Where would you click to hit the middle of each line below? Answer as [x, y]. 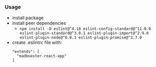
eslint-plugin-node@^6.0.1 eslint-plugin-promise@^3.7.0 [81, 38]
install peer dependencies [39, 23]
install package [28, 18]
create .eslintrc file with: [37, 42]
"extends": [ [26, 52]
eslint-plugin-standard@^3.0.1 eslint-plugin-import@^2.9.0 [84, 33]
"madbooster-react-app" [42, 56]
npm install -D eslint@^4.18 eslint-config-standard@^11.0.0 [85, 29]
